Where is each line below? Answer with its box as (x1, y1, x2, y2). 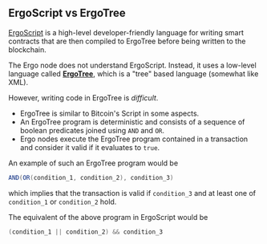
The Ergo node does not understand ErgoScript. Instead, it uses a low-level (8, 60, 257, 70)
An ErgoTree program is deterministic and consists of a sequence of (19, 116, 245, 127)
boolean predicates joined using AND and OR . (19, 125, 165, 135)
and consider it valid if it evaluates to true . (19, 142, 160, 152)
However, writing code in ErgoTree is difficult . (8, 92, 159, 103)
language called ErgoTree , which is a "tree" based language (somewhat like (8, 68, 259, 79)
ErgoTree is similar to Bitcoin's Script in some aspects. (19, 108, 200, 118)
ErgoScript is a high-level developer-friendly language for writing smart (8, 27, 245, 37)
